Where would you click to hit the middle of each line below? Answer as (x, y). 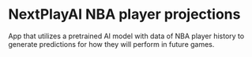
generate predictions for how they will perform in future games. (111, 44)
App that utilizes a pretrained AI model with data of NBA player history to (126, 36)
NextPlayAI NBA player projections (124, 14)
